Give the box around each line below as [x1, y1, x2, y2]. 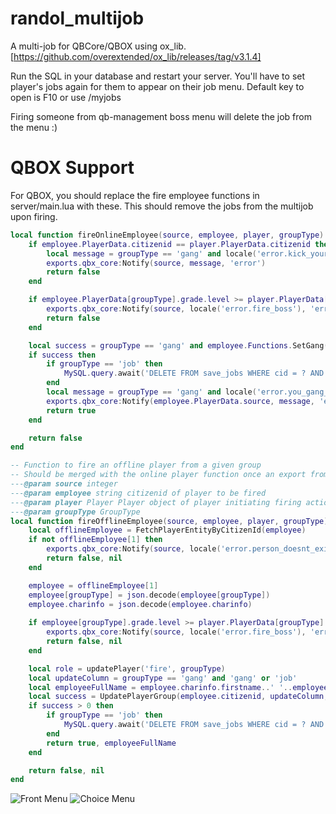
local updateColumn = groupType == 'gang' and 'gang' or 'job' [28, 673, 298, 683]
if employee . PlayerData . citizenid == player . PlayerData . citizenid [28, 239, 311, 249]
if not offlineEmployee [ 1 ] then [28, 535, 163, 545]
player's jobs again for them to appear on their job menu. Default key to [10, 80, 305, 92]
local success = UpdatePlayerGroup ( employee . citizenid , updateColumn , [28, 692, 329, 702]
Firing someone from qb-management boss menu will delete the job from [10, 110, 312, 122]
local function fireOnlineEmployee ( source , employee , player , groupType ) [10, 230, 325, 240]
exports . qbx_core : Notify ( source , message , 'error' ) [46, 258, 267, 268]
